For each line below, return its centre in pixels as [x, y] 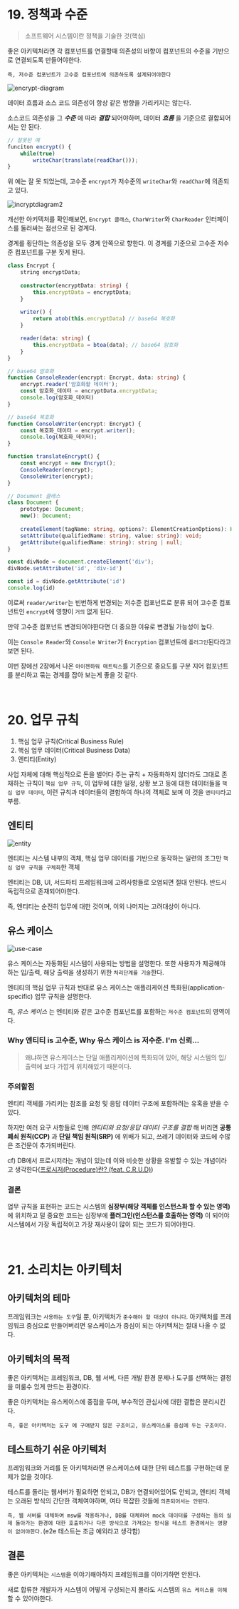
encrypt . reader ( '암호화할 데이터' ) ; [69, 385]
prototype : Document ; [52, 509]
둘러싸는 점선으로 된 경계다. [59, 228]
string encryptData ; [51, 273]
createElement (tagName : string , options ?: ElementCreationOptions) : [124, 529]
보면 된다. [21, 651]
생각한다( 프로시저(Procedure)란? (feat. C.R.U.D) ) [84, 1169]
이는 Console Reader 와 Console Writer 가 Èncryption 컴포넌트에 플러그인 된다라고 [119, 641]
